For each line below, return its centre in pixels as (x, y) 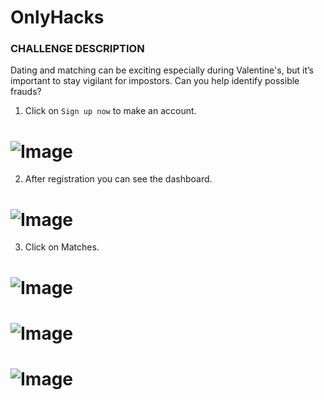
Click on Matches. (62, 247)
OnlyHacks (57, 17)
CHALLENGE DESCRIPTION (77, 49)
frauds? (26, 92)
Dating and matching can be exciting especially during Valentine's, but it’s (162, 70)
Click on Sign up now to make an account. (110, 111)
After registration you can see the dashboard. (118, 179)
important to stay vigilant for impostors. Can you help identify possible (155, 81)
